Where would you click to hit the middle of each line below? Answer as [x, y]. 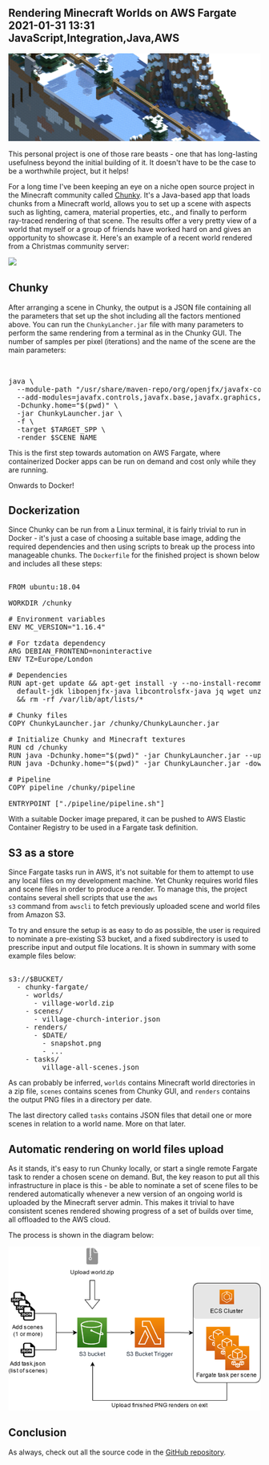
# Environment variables [57, 619]
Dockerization [44, 510]
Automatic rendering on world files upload [116, 1149]
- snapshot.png [72, 1043]
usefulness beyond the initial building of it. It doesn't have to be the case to [132, 162]
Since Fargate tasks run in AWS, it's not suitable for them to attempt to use [131, 872]
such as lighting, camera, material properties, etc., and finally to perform [128, 212]
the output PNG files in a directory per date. [80, 1100]
